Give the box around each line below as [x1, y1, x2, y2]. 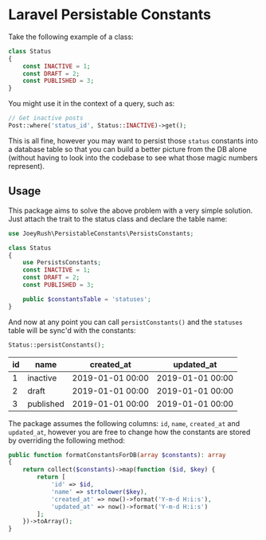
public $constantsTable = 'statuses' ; [22, 295, 151, 303]
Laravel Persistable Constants [8, 6, 212, 24]
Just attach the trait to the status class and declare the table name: [8, 213, 228, 224]
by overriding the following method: [8, 436, 126, 445]
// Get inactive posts [8, 114, 84, 123]
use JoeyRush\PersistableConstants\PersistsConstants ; [8, 229, 194, 237]
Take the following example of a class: [8, 32, 134, 41]
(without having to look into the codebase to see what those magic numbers [8, 153, 258, 162]
